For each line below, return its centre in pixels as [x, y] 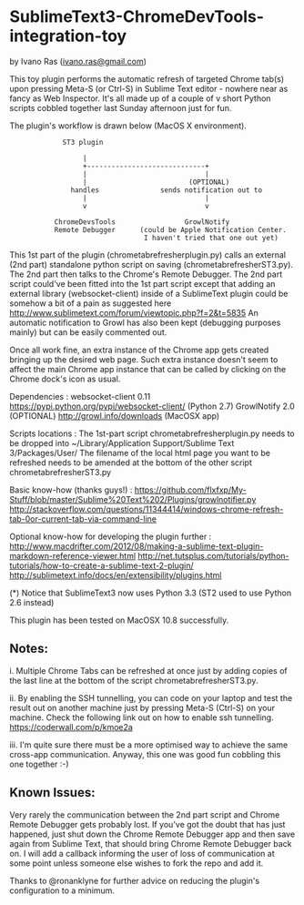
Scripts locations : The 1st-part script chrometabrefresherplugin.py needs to [152, 433]
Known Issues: [52, 793]
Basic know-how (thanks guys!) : [71, 490]
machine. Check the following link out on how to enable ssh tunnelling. [142, 717]
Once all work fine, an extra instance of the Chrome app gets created [139, 350]
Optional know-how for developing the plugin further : [111, 536]
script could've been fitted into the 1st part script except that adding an [142, 283]
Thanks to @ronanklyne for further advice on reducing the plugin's [135, 880]
